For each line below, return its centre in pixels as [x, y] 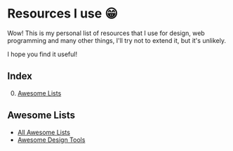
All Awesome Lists [44, 132]
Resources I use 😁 [62, 14]
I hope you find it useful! [42, 54]
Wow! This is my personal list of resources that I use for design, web [106, 33]
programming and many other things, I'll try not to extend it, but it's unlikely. [117, 40]
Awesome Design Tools [51, 140]
